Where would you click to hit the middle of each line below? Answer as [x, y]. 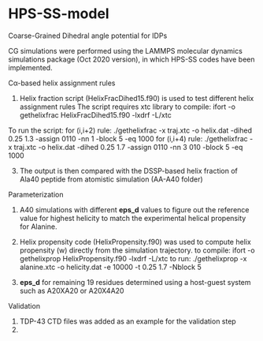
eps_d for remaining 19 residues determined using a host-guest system [135, 282]
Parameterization [36, 194]
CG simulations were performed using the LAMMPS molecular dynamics [125, 51]
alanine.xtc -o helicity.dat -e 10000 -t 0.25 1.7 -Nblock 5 [111, 267]
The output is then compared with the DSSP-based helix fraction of [129, 170]
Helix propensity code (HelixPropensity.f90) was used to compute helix [135, 242]
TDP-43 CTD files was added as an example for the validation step [128, 321]
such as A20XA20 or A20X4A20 [72, 290]
